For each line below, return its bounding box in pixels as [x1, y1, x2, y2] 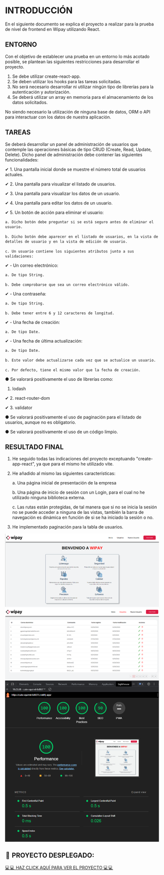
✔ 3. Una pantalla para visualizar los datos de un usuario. [5, 190, 121, 196]
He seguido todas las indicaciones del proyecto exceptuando [12, 456, 135, 462]
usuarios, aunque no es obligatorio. [5, 419, 77, 425]
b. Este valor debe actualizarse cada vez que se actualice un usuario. [5, 358, 156, 363]
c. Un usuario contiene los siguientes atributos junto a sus [5, 249, 134, 254]
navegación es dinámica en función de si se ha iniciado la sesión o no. [12, 514, 154, 521]
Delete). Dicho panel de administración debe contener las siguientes [5, 152, 143, 158]
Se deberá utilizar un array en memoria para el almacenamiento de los [12, 94, 154, 100]
